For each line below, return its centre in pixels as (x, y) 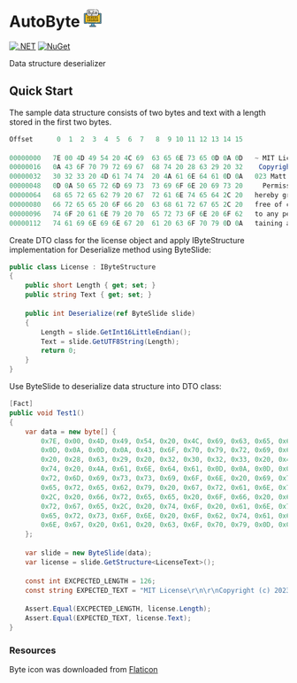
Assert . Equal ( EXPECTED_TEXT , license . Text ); (108, 618)
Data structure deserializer (57, 63)
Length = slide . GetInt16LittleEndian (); (116, 332)
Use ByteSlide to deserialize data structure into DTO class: (116, 386)
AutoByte (45, 22)
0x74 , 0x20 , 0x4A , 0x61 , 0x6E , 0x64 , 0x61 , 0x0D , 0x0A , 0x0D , (158, 469)
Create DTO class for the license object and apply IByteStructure (127, 240)
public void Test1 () (47, 413)
